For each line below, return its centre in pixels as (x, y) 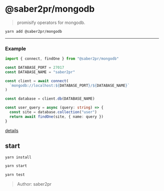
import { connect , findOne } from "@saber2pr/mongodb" (62, 59)
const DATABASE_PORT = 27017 (35, 67)
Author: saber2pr (34, 184)
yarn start (16, 166)
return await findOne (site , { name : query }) (57, 117)
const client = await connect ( (37, 81)
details (12, 130)
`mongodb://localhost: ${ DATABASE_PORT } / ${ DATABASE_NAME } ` (70, 85)
